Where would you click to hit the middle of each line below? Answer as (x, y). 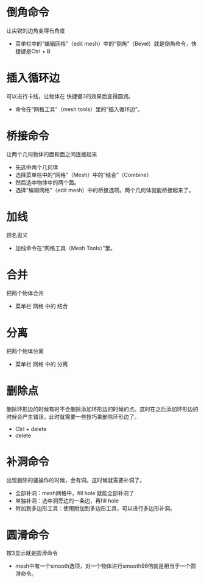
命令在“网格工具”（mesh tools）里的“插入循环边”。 (79, 109)
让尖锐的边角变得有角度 (36, 31)
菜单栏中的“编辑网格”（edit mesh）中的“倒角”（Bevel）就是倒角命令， (103, 43)
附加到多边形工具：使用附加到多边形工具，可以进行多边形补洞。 (95, 508)
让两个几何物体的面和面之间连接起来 (52, 154)
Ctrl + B (41, 51)
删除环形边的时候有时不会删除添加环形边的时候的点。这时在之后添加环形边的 (102, 409)
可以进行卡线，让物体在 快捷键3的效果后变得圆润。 (70, 96)
